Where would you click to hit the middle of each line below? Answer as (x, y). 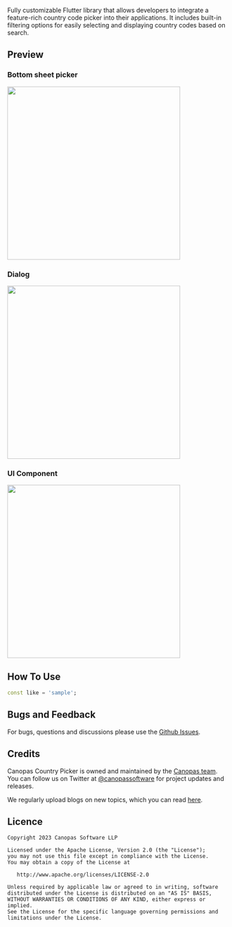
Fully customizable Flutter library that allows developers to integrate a (108, 10)
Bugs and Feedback (52, 715)
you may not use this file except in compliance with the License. (108, 857)
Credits (24, 754)
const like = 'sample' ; (42, 693)
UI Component (32, 473)
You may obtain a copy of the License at (69, 863)
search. (18, 32)
